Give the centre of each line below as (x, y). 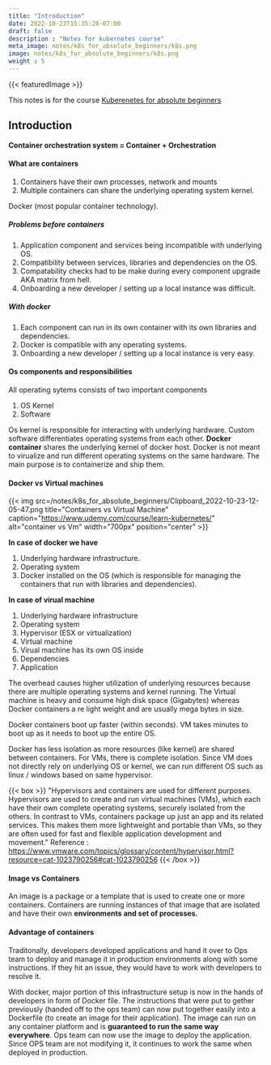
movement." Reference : (49, 843)
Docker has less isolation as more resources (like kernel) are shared (121, 749)
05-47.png (26, 510)
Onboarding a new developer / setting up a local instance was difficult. (138, 288)
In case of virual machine (51, 600)
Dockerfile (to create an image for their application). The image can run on (132, 1018)
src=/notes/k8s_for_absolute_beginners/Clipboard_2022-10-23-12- (147, 501)
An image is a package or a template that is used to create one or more (127, 896)
